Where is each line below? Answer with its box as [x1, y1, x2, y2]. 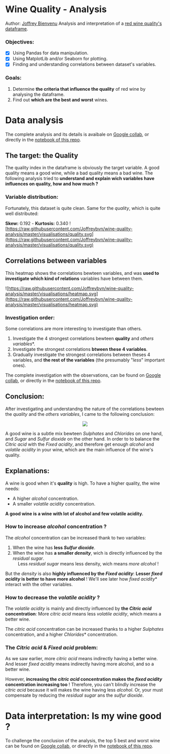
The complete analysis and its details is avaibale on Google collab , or [5, 131, 149, 137]
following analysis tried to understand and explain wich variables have [5, 175, 155, 182]
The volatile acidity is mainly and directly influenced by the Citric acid [5, 605, 152, 612]
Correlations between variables [5, 257, 107, 265]
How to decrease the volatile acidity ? [5, 594, 100, 601]
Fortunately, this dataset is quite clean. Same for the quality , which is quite [5, 205, 161, 211]
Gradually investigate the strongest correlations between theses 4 [12, 351, 151, 357]
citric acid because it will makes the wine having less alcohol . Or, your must [5, 687, 163, 693]
